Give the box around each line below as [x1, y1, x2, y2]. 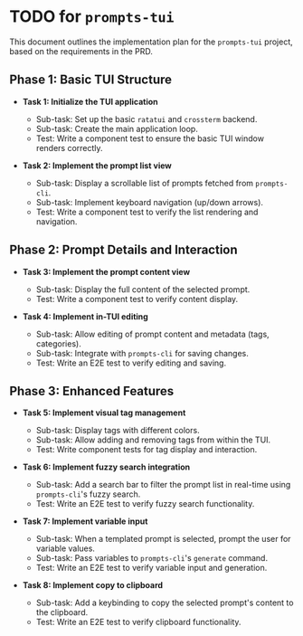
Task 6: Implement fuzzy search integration [22, 461, 191, 472]
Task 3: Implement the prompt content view [22, 266, 191, 277]
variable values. [35, 543, 95, 554]
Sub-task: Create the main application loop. [35, 123, 199, 134]
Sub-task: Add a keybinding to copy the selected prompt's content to [35, 597, 294, 608]
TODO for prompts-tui [9, 6, 175, 27]
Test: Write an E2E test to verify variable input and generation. [35, 563, 268, 574]
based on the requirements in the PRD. [9, 45, 154, 56]
